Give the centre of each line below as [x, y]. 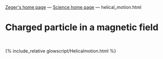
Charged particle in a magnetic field [82, 27]
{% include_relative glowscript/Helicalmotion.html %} [61, 51]
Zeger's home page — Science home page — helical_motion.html [73, 7]
